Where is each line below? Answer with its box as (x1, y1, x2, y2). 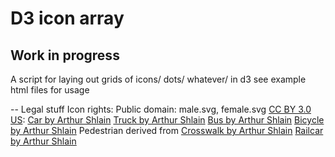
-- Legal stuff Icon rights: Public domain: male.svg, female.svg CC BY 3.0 (10, 103, 312, 115)
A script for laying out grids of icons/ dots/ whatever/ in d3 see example (10, 73, 307, 85)
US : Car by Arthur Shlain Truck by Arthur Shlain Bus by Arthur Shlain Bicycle (10, 114, 325, 126)
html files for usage (10, 84, 90, 96)
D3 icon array (10, 7, 125, 30)
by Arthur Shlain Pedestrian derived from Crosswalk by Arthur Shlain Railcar (10, 125, 324, 136)
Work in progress (10, 47, 120, 64)
